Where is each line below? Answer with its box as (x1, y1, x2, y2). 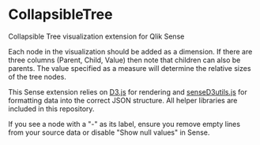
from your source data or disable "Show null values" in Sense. (8, 128, 210, 137)
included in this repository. (8, 104, 95, 113)
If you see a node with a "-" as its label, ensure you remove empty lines (8, 119, 241, 128)
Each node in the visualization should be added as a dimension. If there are (8, 46, 253, 56)
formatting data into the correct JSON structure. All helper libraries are (8, 95, 238, 105)
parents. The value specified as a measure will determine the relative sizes (8, 63, 251, 72)
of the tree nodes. (8, 72, 67, 81)
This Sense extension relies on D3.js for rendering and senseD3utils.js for (8, 87, 247, 96)
